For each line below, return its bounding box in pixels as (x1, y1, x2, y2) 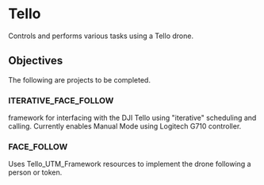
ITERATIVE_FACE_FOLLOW (8, 94, 114, 106)
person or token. (8, 168, 63, 177)
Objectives (8, 54, 63, 67)
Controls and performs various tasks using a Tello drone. (8, 31, 194, 40)
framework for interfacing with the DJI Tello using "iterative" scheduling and (8, 113, 257, 123)
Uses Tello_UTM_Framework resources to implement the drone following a (8, 160, 251, 169)
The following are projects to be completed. (8, 75, 151, 84)
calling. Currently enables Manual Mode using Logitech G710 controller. (8, 121, 242, 131)
